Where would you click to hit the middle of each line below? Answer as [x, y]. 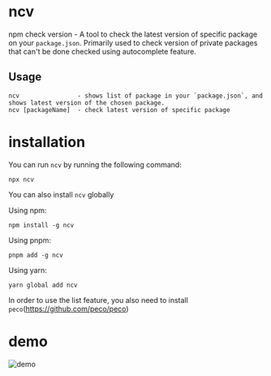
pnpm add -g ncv [36, 255]
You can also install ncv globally [61, 194]
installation [47, 142]
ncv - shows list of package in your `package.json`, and [136, 96]
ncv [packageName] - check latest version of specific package [119, 110]
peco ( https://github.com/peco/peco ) [69, 309]
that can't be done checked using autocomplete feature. [102, 51]
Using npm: [28, 210]
